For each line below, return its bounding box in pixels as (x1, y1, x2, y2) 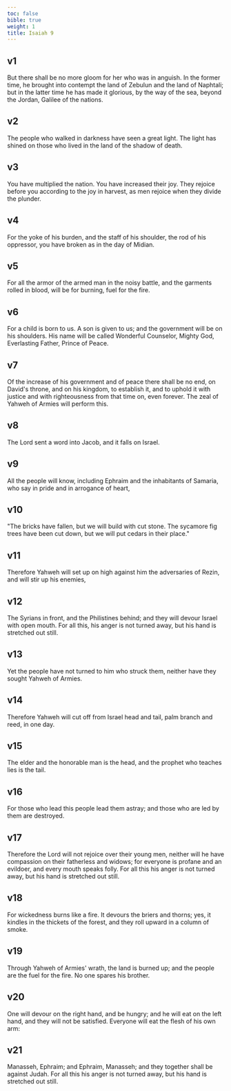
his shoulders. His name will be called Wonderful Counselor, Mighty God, (7, 332, 215, 340)
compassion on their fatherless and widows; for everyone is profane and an (7, 858, 222, 866)
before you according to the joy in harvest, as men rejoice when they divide (7, 187, 222, 195)
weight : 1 (7, 23, 36, 30)
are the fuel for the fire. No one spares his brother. (7, 971, 150, 980)
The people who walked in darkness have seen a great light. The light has (7, 134, 217, 142)
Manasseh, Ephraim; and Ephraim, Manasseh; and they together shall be (7, 1063, 213, 1071)
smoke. (7, 925, 28, 933)
